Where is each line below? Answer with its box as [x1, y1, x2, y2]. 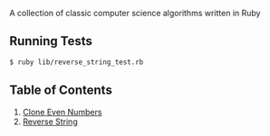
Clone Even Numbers [22, 106, 102, 117]
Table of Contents [9, 83, 113, 98]
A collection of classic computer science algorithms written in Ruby [9, 8, 261, 18]
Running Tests [9, 33, 92, 49]
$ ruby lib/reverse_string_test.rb [9, 58, 144, 67]
